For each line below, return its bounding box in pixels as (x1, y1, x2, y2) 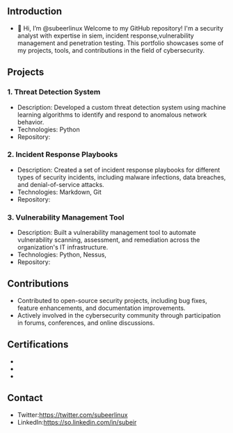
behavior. (17, 117, 45, 126)
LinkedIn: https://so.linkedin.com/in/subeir (17, 418, 137, 426)
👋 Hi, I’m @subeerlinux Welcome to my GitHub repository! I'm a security (17, 24, 224, 32)
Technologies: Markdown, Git (17, 188, 102, 196)
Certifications (7, 338, 69, 350)
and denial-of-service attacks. (17, 180, 104, 188)
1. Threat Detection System (7, 87, 101, 97)
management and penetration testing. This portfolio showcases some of (17, 38, 224, 47)
